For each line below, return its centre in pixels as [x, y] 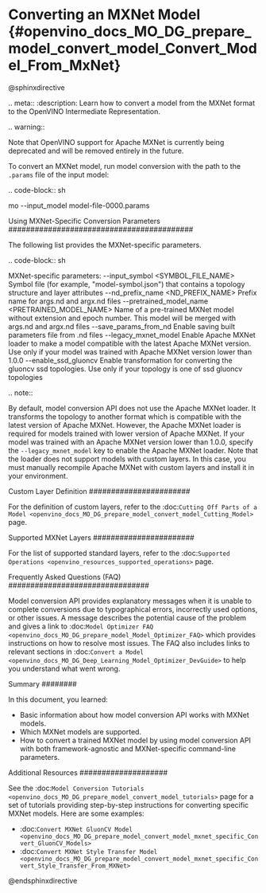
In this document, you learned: [58, 699]
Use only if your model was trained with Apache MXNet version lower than [130, 351]
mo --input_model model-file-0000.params [79, 206]
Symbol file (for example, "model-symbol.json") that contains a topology [127, 284]
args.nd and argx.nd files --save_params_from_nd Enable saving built [122, 326]
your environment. [38, 476]
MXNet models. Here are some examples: [76, 813]
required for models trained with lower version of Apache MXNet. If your [126, 433]
